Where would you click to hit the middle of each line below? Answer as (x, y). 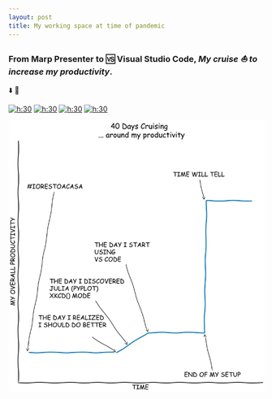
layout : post (30, 17)
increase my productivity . (60, 72)
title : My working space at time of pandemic (86, 26)
